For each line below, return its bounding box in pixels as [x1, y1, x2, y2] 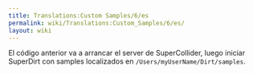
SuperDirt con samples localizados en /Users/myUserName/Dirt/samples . [8, 56, 247, 66]
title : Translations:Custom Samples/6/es [8, 11, 149, 20]
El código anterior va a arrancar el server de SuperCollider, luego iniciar [8, 49, 246, 58]
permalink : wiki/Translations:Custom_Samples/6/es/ [8, 19, 185, 27]
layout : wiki [8, 26, 52, 34]
